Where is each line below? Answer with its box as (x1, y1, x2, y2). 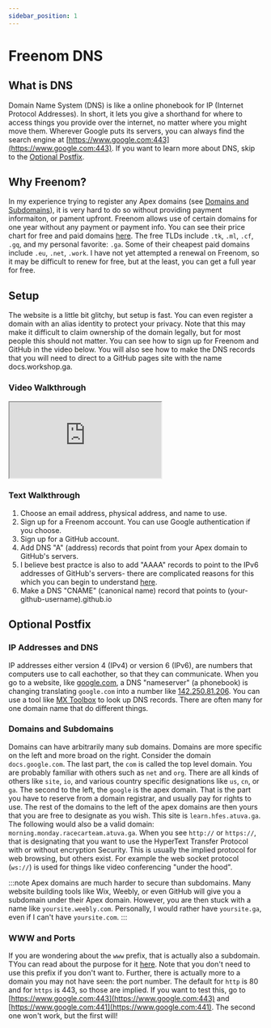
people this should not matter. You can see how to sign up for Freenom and (8, 336, 259, 346)
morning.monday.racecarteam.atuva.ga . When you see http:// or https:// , (8, 827, 256, 837)
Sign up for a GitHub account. (19, 534, 120, 544)
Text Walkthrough (8, 490, 81, 501)
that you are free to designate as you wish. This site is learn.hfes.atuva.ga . (8, 810, 261, 820)
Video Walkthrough (8, 382, 87, 393)
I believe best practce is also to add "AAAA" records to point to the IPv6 (19, 560, 259, 569)
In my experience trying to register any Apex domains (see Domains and (8, 197, 249, 206)
